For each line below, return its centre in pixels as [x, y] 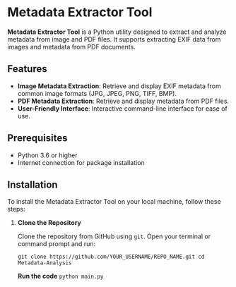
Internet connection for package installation [81, 162]
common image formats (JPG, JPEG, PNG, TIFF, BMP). [97, 93]
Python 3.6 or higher [47, 155]
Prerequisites [37, 138]
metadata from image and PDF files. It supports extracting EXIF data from [114, 39]
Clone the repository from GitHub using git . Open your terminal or [114, 236]
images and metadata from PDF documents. [71, 47]
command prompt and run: [57, 244]
